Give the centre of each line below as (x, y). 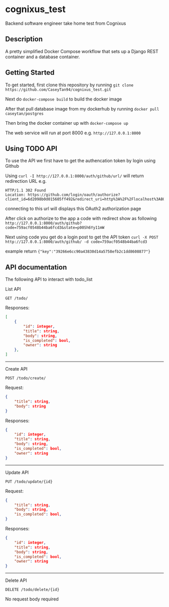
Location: (16, 195)
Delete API (16, 580)
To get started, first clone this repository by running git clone (69, 85)
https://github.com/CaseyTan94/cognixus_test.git (58, 89)
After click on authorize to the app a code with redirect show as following (81, 219)
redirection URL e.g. (26, 181)
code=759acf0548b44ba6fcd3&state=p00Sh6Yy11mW (55, 228)
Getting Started (30, 72)
